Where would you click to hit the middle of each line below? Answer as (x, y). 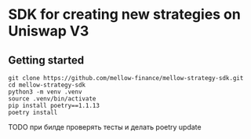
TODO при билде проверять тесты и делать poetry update (105, 127)
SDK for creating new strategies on (124, 15)
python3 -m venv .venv (45, 92)
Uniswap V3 (49, 31)
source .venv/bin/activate (52, 99)
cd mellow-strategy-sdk (47, 85)
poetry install (33, 112)
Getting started (46, 60)
